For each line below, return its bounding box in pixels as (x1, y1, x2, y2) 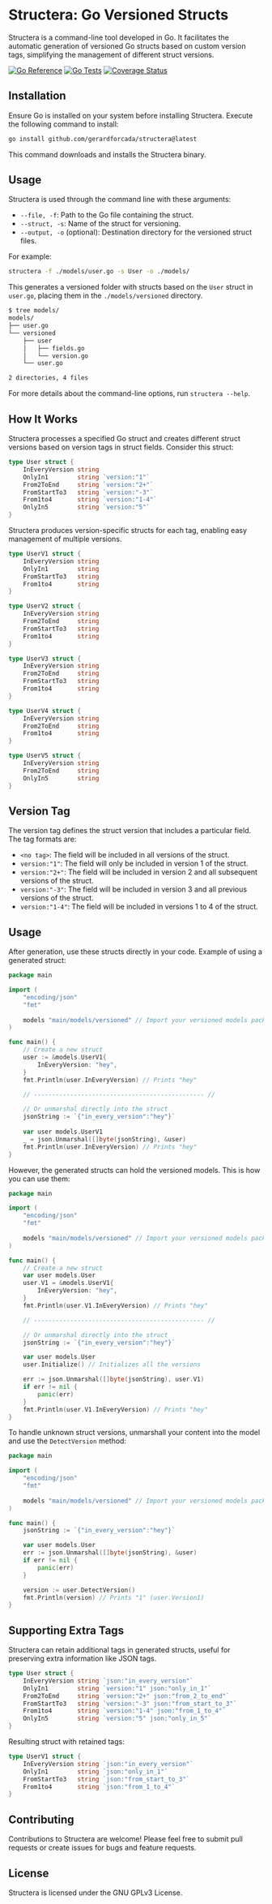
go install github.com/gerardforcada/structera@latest (8, 135, 198, 143)
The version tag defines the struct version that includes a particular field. (8, 826, 252, 836)
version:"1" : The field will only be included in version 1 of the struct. (19, 858, 249, 869)
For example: (8, 251, 53, 261)
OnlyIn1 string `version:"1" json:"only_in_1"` (23, 1684, 212, 1692)
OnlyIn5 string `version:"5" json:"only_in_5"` (23, 1714, 212, 1723)
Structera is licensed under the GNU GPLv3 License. (8, 1888, 183, 1898)
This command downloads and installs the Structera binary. (8, 149, 206, 159)
